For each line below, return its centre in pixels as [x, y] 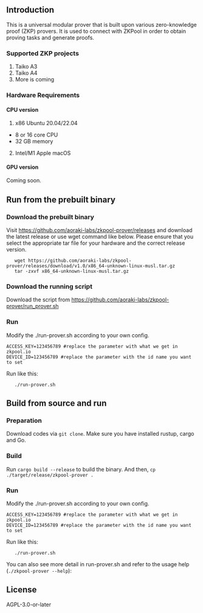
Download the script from [38, 300]
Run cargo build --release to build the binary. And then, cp [81, 469]
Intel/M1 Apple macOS [43, 153]
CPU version [22, 109]
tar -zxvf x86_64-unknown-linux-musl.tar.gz [72, 272]
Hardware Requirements [43, 95]
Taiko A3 [26, 67]
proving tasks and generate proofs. [50, 37]
